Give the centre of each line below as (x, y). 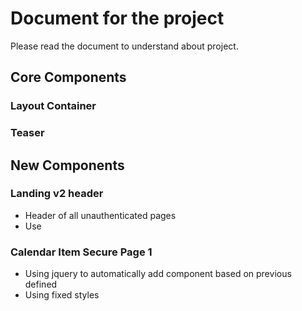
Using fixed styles (62, 295)
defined (41, 284)
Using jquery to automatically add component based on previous (158, 274)
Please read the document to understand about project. (124, 46)
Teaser (27, 133)
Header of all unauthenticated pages (100, 215)
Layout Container (53, 106)
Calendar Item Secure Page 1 (81, 252)
